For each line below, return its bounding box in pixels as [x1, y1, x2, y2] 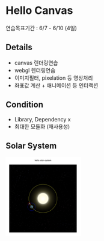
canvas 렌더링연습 [14, 59, 58, 66]
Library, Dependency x [14, 115, 71, 123]
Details [5, 42, 32, 53]
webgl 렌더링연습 [14, 66, 56, 74]
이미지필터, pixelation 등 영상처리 [14, 74, 93, 82]
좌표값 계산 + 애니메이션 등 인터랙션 [14, 82, 99, 89]
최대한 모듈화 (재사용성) [14, 123, 70, 130]
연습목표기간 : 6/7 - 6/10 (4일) [5, 24, 78, 31]
